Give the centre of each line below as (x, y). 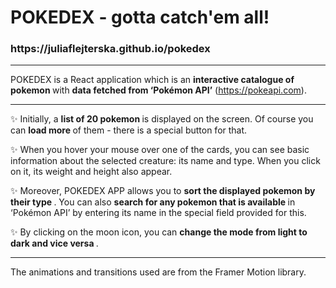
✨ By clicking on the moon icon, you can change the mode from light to (159, 232)
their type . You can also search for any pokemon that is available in (153, 202)
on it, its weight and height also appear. (91, 172)
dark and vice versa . (54, 243)
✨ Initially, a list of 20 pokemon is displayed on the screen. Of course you (162, 119)
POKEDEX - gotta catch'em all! (140, 17)
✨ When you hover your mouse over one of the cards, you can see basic (160, 150)
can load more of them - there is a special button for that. (129, 130)
